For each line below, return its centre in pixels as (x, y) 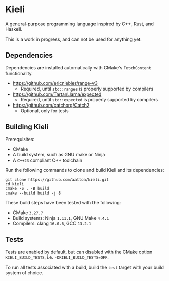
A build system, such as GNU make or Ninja (59, 154)
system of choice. (24, 273)
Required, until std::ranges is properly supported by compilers (87, 89)
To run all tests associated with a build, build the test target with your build (85, 267)
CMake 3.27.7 (28, 213)
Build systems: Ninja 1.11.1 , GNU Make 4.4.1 (61, 218)
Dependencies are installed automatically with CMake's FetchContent (78, 67)
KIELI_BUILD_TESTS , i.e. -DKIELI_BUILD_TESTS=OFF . (57, 257)
